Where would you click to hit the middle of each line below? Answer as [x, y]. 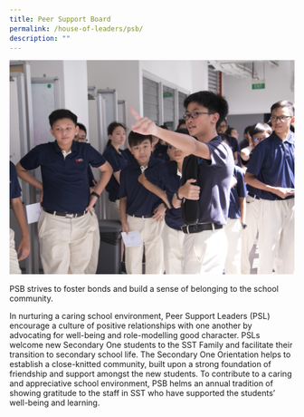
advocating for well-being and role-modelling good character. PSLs [135, 335]
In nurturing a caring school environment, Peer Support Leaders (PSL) [140, 315]
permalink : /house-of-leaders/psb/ [76, 29]
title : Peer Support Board [60, 19]
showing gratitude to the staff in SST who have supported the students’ [142, 393]
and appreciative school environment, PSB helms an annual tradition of [142, 383]
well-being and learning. [55, 402]
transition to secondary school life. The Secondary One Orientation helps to [150, 354]
